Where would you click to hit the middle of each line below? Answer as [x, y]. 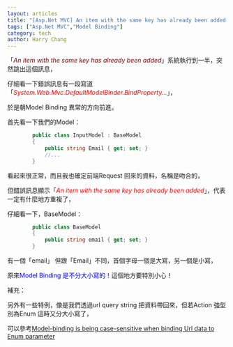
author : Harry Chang [37, 40]
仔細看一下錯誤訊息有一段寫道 [50, 84]
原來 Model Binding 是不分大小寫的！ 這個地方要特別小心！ [90, 275]
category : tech [29, 33]
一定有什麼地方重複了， [41, 199]
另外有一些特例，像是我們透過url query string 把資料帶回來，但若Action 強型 [117, 305]
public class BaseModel [67, 227]
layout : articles [32, 14]
